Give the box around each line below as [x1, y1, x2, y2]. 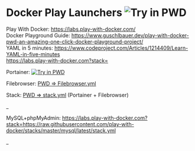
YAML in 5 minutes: [6, 44, 53, 52]
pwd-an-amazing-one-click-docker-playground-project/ [6, 38, 144, 45]
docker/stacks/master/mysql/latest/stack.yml [6, 127, 116, 134]
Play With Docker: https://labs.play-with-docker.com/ [6, 25, 136, 33]
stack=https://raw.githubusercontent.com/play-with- [6, 120, 134, 127]
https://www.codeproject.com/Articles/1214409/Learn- [54, 44, 188, 52]
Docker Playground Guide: [6, 31, 70, 38]
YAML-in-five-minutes [6, 50, 60, 57]
